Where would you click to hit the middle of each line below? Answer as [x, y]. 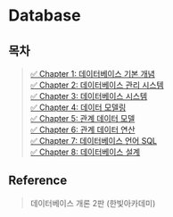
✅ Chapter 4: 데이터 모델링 [78, 107]
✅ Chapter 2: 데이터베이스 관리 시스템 [97, 85]
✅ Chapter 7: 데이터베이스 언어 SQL [94, 141]
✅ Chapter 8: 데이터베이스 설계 [85, 152]
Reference [38, 181]
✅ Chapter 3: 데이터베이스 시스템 [89, 96]
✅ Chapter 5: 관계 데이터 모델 [82, 118]
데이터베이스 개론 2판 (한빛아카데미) [93, 203]
